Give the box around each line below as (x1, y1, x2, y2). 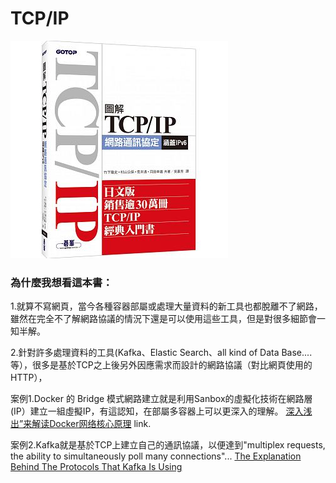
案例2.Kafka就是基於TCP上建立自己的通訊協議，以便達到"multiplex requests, (10, 439, 326, 451)
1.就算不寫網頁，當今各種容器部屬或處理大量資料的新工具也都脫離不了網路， (10, 300, 323, 312)
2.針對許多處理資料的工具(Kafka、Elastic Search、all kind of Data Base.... (10, 347, 313, 359)
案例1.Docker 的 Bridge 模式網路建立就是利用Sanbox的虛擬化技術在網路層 (10, 393, 313, 405)
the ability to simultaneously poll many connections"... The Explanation (10, 450, 302, 462)
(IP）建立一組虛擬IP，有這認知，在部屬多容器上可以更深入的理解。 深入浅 (10, 405, 313, 417)
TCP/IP (10, 7, 70, 30)
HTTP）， (10, 372, 48, 384)
